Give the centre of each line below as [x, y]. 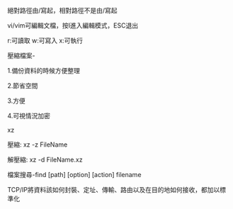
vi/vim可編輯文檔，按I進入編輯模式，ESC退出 [73, 26]
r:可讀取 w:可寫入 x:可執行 [45, 40]
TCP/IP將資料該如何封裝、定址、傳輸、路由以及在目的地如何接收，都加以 [114, 190]
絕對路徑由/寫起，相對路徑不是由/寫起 [63, 10]
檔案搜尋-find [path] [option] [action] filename [74, 175]
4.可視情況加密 [29, 116]
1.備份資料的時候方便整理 [44, 70]
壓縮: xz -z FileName [38, 145]
